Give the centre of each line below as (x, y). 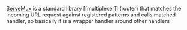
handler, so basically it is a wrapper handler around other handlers (88, 21)
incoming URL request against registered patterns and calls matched (91, 15)
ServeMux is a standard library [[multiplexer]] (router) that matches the (94, 9)
